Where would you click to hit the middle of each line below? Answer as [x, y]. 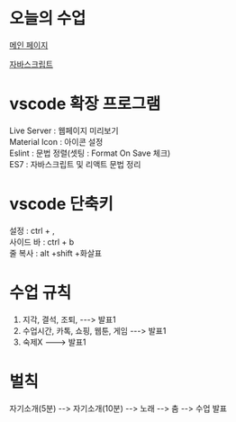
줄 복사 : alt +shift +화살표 [55, 253]
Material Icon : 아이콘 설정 [56, 141]
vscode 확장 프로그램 [85, 104]
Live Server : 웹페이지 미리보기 [64, 130]
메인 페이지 [29, 45]
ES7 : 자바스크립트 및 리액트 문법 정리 [75, 164]
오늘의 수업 [48, 18]
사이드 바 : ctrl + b [42, 242]
